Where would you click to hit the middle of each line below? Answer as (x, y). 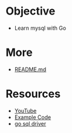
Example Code (33, 117)
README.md (30, 69)
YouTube (25, 111)
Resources (33, 94)
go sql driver (30, 123)
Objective (31, 11)
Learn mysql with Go (40, 28)
